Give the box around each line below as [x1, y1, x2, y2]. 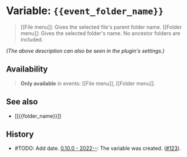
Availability [6, 64, 48, 74]
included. [20, 36, 43, 43]
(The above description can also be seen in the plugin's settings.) [6, 47, 165, 54]
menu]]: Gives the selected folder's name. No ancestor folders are [20, 29, 181, 36]
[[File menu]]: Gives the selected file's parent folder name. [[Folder [20, 23, 182, 30]
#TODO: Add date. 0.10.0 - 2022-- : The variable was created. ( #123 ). [14, 145, 181, 152]
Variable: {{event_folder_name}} [6, 4, 164, 18]
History [6, 129, 34, 139]
